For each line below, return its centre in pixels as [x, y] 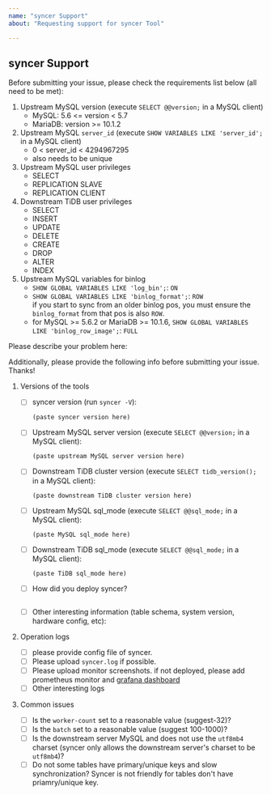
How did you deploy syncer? [80, 589]
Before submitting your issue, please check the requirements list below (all [133, 83]
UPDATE [46, 227]
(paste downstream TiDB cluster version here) [112, 495]
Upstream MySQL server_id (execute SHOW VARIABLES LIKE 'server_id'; [141, 133]
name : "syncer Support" [49, 16]
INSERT [45, 219]
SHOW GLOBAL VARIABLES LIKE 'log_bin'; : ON [105, 287]
